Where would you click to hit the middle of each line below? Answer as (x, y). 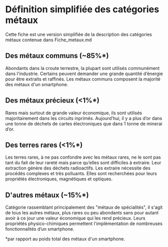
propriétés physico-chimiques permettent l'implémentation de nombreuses (84, 224)
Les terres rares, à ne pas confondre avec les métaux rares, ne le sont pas (83, 157)
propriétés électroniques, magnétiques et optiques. (59, 179)
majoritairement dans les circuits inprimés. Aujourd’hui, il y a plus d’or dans (84, 118)
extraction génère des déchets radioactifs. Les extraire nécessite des (78, 168)
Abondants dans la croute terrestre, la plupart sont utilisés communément (82, 68)
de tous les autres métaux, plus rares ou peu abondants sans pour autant (82, 213)
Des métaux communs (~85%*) (57, 56)
